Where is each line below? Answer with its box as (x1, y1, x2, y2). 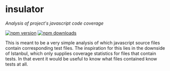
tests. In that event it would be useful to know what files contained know (5, 55, 157, 61)
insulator (5, 4, 44, 15)
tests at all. (5, 61, 28, 67)
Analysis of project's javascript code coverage (5, 20, 104, 26)
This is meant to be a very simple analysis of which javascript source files (5, 39, 160, 46)
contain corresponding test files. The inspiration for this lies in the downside (5, 45, 165, 51)
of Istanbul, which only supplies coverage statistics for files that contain (5, 50, 157, 56)
